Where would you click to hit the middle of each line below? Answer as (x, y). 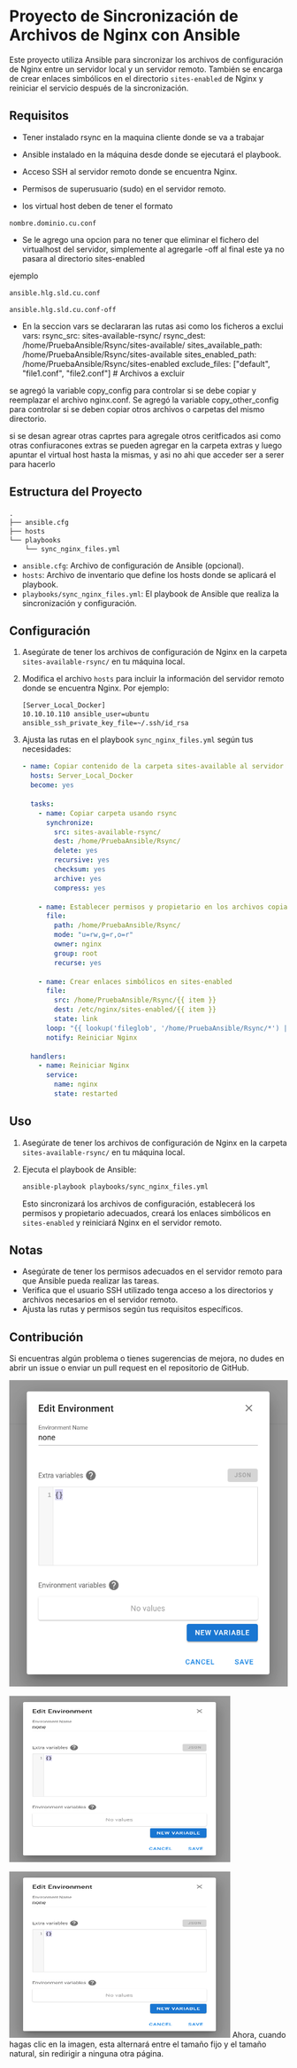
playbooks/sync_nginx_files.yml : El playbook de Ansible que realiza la (150, 593)
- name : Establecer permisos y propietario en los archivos (151, 907)
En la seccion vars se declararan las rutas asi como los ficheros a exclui (152, 326)
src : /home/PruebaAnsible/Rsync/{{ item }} (135, 1000)
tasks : (42, 804)
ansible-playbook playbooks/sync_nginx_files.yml (115, 1186)
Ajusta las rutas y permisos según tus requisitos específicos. (132, 1309)
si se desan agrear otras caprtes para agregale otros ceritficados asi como (145, 435)
